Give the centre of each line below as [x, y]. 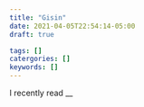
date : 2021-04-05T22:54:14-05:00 [72, 26]
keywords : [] [34, 67]
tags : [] [26, 50]
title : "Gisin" [38, 18]
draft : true [32, 34]
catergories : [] [40, 59]
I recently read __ [41, 93]
